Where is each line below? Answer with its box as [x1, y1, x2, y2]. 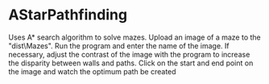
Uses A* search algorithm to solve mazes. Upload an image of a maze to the [8, 32, 261, 42]
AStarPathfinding [8, 6, 127, 24]
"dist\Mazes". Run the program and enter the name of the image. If [8, 40, 230, 50]
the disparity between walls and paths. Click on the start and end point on [8, 58, 254, 68]
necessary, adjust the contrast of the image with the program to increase [8, 49, 250, 59]
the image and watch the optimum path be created [8, 66, 176, 76]
